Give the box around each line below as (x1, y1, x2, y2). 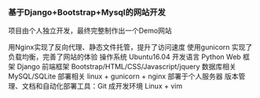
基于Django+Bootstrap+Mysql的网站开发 (8, 6, 167, 17)
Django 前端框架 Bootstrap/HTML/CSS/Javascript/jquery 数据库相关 (16, 62, 237, 72)
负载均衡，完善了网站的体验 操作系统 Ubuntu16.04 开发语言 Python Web (8, 52, 241, 61)
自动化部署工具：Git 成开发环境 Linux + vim (42, 82, 183, 91)
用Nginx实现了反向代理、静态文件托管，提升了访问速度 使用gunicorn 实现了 (8, 43, 253, 52)
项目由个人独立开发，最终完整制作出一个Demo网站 (8, 26, 172, 36)
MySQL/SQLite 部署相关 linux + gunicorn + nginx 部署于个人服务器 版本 (8, 72, 239, 81)
